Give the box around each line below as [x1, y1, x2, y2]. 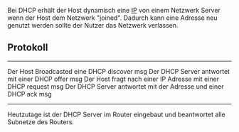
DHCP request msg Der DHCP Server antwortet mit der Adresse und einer [7, 82, 224, 91]
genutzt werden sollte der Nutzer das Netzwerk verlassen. [7, 21, 179, 29]
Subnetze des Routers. [7, 117, 75, 126]
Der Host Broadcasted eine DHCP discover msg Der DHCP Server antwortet [7, 67, 230, 75]
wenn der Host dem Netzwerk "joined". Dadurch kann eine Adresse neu [7, 13, 218, 22]
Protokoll [7, 42, 48, 54]
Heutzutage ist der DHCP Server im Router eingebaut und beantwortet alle [7, 110, 225, 119]
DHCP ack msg [7, 89, 52, 98]
